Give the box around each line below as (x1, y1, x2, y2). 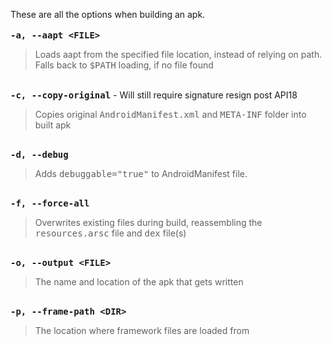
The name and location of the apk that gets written (34, 276, 244, 288)
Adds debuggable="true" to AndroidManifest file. (34, 168, 248, 179)
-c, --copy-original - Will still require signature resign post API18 (10, 89, 298, 101)
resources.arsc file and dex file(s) (34, 227, 187, 239)
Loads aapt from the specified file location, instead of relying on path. (34, 49, 323, 60)
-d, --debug (10, 149, 69, 160)
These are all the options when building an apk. (10, 9, 206, 20)
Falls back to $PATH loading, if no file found (34, 59, 214, 71)
